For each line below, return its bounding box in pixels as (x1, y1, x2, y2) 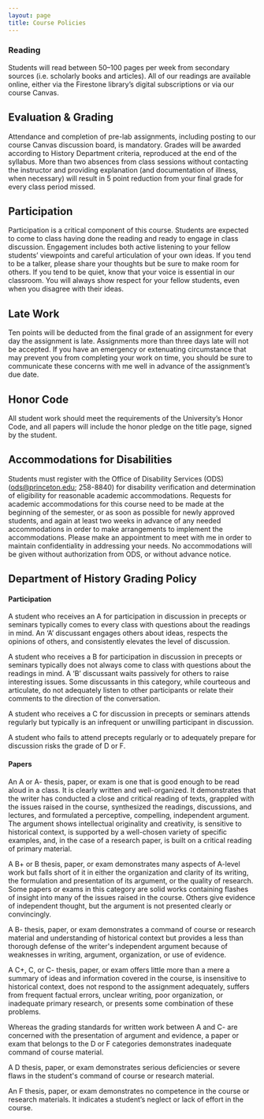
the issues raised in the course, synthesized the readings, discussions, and (8, 801, 252, 812)
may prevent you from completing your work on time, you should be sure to (8, 353, 254, 362)
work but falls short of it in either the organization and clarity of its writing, (8, 868, 249, 877)
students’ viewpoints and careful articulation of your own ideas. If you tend (8, 251, 251, 260)
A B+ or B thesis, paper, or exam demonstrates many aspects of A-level (8, 859, 240, 868)
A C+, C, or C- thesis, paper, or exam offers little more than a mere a (8, 965, 230, 974)
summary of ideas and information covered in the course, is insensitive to (8, 973, 247, 983)
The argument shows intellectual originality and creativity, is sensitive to (8, 819, 242, 828)
